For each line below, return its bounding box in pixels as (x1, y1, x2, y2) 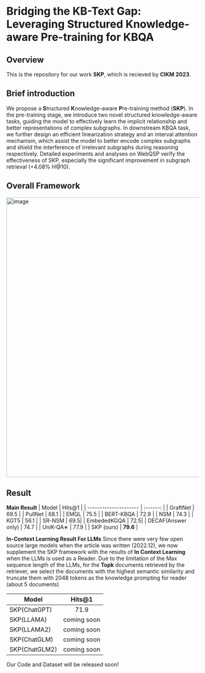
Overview (6, 54, 45, 65)
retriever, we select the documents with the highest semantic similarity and (6, 568, 195, 575)
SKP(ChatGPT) (9, 606, 52, 614)
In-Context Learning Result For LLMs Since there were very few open (6, 536, 183, 543)
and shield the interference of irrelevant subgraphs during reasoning (6, 144, 179, 151)
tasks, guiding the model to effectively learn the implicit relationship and (6, 117, 187, 125)
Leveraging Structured (6, 17, 123, 31)
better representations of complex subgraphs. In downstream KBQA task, (6, 124, 190, 131)
